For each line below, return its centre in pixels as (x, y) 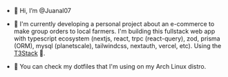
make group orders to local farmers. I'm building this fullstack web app (114, 31)
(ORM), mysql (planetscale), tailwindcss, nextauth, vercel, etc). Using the (117, 46)
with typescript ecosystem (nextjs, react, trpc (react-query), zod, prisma (117, 38)
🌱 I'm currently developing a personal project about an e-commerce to (114, 24)
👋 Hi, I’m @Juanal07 (42, 11)
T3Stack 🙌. (29, 53)
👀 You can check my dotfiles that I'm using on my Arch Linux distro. (110, 66)
